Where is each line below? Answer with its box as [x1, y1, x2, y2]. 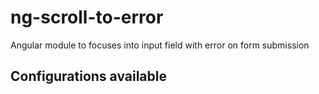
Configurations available [10, 68, 168, 85]
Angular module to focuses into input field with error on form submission [10, 39, 310, 51]
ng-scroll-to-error [10, 6, 164, 29]
